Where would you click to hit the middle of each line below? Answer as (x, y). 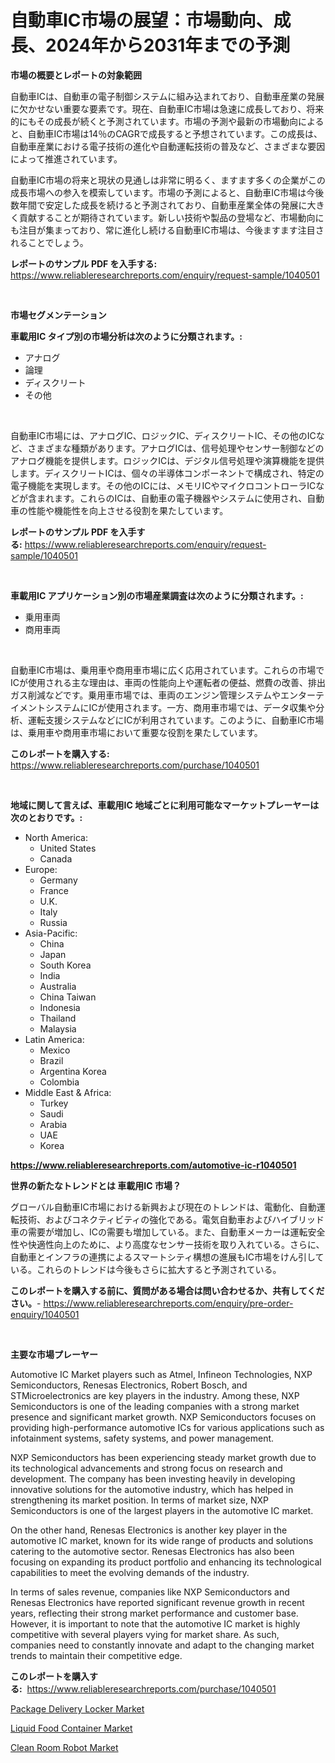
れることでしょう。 (49, 242)
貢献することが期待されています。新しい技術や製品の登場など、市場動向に (171, 217)
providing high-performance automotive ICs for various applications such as (167, 1427)
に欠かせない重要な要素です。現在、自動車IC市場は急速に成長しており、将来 (167, 108)
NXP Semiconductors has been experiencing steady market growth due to (163, 1457)
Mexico (55, 1050)
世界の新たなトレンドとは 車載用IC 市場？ (96, 1185)
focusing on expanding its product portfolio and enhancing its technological (166, 1562)
